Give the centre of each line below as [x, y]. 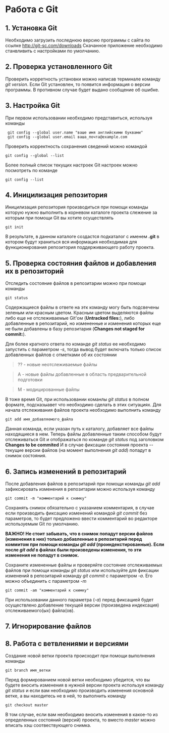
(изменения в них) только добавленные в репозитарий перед [74, 539]
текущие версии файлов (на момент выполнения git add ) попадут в [78, 450]
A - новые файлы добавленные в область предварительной [82, 374]
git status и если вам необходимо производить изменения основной [79, 691]
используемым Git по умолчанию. [42, 524]
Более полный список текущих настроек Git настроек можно [71, 165]
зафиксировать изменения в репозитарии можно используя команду [80, 489]
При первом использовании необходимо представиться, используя [79, 118]
